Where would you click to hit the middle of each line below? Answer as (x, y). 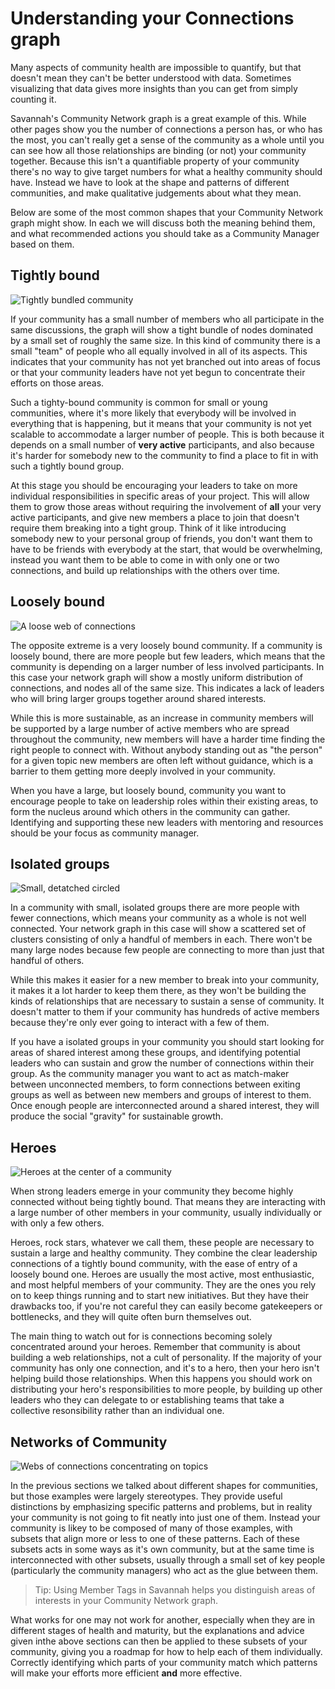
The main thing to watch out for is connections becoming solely (141, 1336)
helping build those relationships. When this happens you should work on (161, 1379)
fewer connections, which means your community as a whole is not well (158, 918)
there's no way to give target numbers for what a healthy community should (166, 171)
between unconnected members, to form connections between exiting (155, 1084)
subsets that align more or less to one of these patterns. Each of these (155, 1538)
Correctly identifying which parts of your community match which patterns (164, 1662)
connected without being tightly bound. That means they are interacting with (168, 1202)
